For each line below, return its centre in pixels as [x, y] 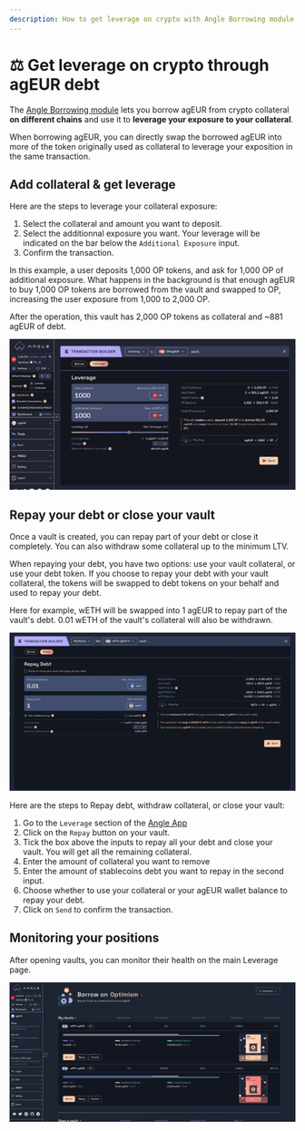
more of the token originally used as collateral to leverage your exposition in [151, 146]
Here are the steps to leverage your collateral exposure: [113, 206]
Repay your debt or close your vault [112, 516]
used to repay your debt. [55, 593]
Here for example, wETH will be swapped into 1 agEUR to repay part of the [148, 610]
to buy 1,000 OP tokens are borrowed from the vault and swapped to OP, [145, 289]
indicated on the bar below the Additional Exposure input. [131, 243]
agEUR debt [54, 84]
